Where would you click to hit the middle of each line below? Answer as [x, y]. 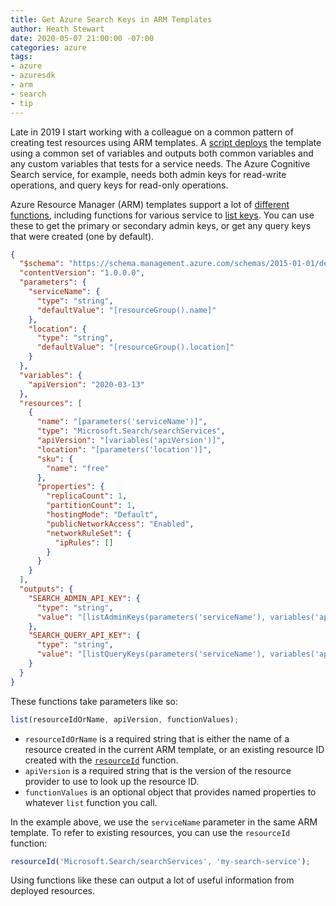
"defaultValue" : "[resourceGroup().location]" [135, 347]
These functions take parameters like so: [94, 701]
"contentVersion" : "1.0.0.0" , [82, 273]
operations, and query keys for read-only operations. [119, 185]
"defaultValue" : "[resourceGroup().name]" [126, 310]
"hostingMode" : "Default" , [102, 515]
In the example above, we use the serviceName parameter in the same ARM [164, 822]
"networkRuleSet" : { [89, 533]
